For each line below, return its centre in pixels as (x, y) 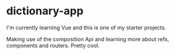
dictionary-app (45, 11)
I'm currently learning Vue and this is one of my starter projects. (86, 27)
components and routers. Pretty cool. (53, 45)
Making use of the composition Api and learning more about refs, (88, 39)
